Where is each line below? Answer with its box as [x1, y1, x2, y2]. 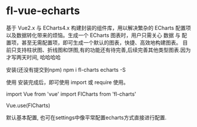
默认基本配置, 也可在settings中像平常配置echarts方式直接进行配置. [6, 113, 166, 121]
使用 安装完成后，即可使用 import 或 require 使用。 [6, 78, 129, 86]
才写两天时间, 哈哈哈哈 [6, 54, 61, 61]
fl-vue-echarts [6, 4, 81, 18]
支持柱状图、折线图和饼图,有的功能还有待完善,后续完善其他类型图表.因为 [16, 46, 191, 54]
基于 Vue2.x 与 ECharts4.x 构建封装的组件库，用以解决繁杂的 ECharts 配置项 [6, 24, 191, 31]
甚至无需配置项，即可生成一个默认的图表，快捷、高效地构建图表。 [21, 39, 181, 46]
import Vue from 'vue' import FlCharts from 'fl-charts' [6, 90, 136, 98]
